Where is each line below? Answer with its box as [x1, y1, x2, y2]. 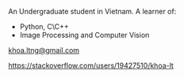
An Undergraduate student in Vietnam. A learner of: [8, 7, 177, 16]
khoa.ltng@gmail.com [8, 46, 80, 54]
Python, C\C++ [19, 22, 69, 31]
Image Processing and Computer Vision [19, 31, 150, 39]
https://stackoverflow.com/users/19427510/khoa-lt [8, 61, 174, 70]
